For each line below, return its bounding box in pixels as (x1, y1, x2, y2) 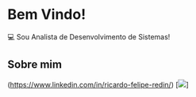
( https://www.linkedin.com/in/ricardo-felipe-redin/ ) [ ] (7, 80, 190, 89)
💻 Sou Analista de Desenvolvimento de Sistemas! (7, 32, 171, 41)
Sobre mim (7, 58, 63, 72)
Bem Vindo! (7, 6, 86, 24)
